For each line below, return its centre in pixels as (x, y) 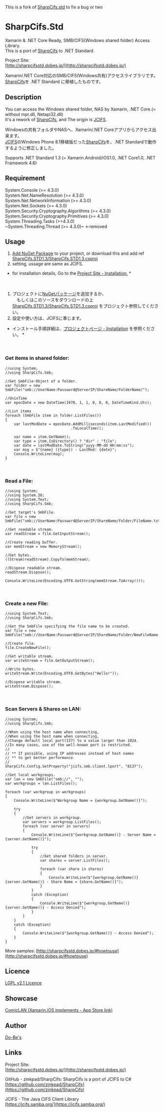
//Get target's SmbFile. (30, 512)
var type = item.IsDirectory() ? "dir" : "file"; (65, 441)
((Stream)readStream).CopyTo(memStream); (48, 559)
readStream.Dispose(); (28, 572)
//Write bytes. (20, 669)
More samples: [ (21, 951)
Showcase (21, 998)
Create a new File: (27, 603)
